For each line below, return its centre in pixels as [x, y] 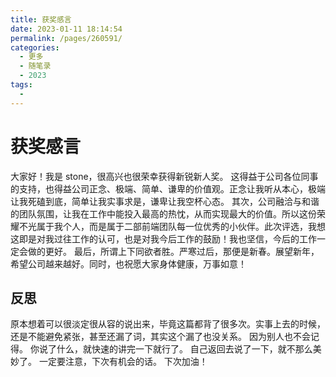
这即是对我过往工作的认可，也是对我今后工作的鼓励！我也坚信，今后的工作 [163, 238]
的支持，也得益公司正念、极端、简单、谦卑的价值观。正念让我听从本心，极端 [168, 188]
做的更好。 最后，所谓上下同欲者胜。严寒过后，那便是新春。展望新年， [173, 251]
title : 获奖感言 [41, 19]
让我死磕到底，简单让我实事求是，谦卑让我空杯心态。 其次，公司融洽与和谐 [165, 201]
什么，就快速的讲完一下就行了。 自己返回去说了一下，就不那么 [184, 349]
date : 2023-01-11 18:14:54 [66, 29]
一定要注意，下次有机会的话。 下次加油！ [123, 362]
